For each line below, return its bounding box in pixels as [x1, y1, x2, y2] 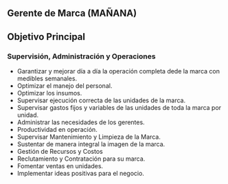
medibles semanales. [16, 74, 78, 83]
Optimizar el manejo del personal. [16, 82, 113, 90]
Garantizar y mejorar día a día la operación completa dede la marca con [16, 67, 220, 76]
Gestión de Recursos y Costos [16, 148, 103, 156]
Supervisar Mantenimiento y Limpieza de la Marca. [16, 133, 161, 141]
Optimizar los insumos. [16, 89, 82, 97]
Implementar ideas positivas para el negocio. [16, 170, 144, 178]
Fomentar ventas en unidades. [16, 162, 104, 170]
